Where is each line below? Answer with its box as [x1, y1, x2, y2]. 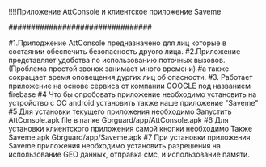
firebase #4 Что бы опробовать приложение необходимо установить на [8, 90, 257, 99]
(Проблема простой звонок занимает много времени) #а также [8, 64, 230, 73]
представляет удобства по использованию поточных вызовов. [8, 56, 226, 65]
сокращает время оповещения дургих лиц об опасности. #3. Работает [8, 73, 253, 81]
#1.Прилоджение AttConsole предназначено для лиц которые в [8, 38, 227, 48]
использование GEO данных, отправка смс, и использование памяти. [8, 149, 251, 159]
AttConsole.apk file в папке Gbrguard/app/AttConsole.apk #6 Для [8, 115, 229, 124]
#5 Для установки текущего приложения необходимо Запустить [8, 106, 232, 116]
